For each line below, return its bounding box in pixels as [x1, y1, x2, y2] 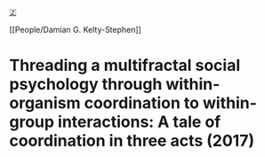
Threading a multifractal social [9, 56, 241, 75]
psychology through [9, 75, 163, 95]
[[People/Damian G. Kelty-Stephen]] [9, 25, 142, 35]
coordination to [84, 93, 200, 114]
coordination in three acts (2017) [9, 131, 255, 151]
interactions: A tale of [57, 112, 221, 132]
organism [9, 93, 82, 114]
